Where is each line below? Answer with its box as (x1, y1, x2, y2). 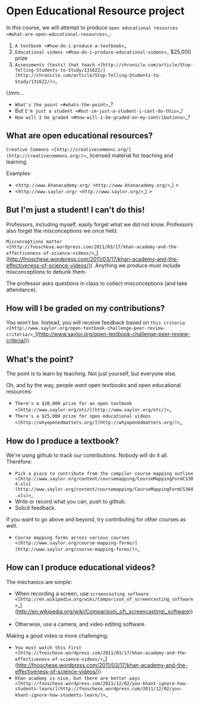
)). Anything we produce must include (88, 261, 181, 269)
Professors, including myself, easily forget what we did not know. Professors (6, 221, 193, 228)
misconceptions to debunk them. (6, 268, 87, 275)
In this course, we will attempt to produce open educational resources (6, 24, 178, 31)
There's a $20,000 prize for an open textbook (14, 401, 132, 407)
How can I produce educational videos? (6, 563, 156, 573)
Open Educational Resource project (6, 4, 185, 18)
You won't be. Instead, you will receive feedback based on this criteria (6, 319, 185, 326)
